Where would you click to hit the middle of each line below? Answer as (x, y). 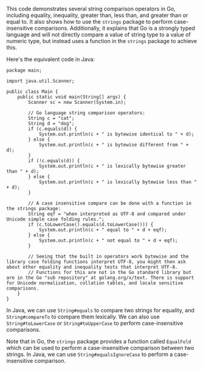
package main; (24, 70)
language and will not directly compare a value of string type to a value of (98, 35)
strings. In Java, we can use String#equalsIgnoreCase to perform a (90, 354)
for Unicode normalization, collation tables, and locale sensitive (95, 283)
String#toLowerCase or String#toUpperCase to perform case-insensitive (95, 323)
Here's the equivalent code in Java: (51, 59)
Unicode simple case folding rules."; (55, 219)
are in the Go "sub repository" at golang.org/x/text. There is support (100, 278)
